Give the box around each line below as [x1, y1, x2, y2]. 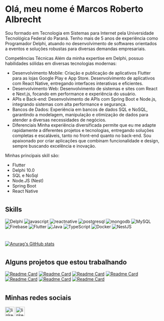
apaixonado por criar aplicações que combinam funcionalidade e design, [12, 137, 160, 143]
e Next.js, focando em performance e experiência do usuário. [12, 91, 137, 97]
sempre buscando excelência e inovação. [12, 143, 96, 149]
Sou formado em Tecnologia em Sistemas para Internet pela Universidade [5, 30, 154, 36]
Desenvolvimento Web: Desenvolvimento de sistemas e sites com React [12, 85, 158, 91]
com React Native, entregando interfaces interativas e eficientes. [12, 80, 143, 86]
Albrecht [5, 14, 42, 25]
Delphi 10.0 [12, 167, 35, 173]
